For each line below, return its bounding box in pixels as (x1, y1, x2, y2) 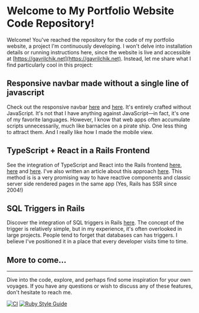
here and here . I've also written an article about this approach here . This (6, 167, 182, 175)
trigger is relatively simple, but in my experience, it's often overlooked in (6, 226, 182, 233)
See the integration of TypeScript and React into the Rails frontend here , (6, 161, 182, 168)
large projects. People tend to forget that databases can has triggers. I (6, 232, 178, 239)
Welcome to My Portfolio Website (6, 4, 175, 18)
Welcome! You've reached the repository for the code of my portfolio (6, 36, 175, 43)
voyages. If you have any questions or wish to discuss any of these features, (6, 282, 193, 290)
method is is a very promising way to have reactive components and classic (6, 174, 191, 181)
